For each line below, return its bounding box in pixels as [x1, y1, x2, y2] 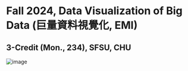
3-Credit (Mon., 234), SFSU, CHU [6, 43, 131, 53]
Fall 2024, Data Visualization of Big [6, 4, 183, 18]
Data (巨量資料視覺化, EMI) [6, 19, 138, 32]
